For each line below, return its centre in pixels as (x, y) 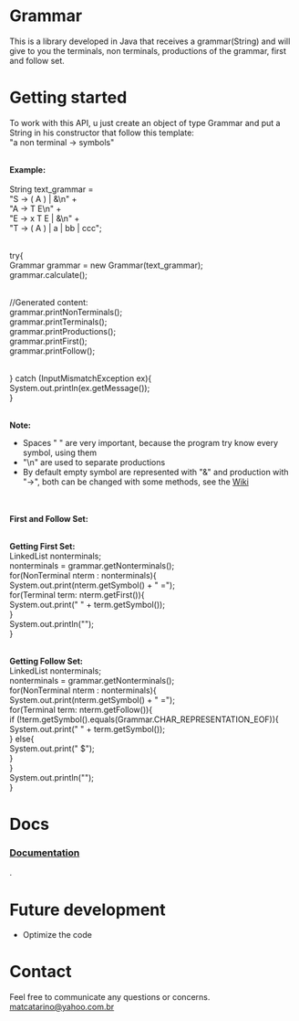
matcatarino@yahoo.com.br (62, 1007)
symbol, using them (60, 452)
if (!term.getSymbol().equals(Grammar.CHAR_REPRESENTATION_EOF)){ (144, 719)
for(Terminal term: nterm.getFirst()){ (77, 594)
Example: (28, 169)
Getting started (68, 98)
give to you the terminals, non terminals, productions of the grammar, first (148, 50)
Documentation (45, 853)
